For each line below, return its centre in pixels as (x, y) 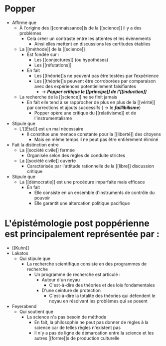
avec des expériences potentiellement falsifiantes (85, 86)
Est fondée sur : (43, 54)
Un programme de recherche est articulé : (77, 274)
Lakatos (20, 253)
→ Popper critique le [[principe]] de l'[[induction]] (94, 91)
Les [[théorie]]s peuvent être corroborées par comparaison (95, 81)
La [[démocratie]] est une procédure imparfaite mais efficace (82, 182)
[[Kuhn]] (20, 247)
